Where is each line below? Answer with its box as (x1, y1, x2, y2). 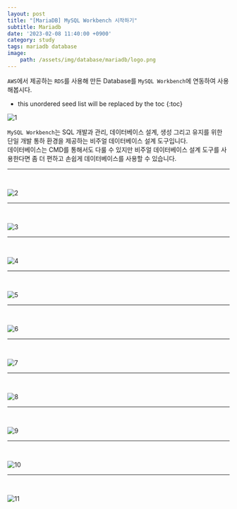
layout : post (7, 10, 46, 18)
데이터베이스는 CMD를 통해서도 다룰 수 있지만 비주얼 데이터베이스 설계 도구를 (7, 145, 220, 154)
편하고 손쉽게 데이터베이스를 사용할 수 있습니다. (47, 154, 177, 162)
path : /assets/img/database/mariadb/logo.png (20, 56, 157, 64)
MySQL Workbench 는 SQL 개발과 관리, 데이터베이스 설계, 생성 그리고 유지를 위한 (7, 128, 223, 136)
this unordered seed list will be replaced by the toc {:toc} (17, 100, 183, 108)
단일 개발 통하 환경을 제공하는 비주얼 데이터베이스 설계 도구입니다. (7, 136, 188, 145)
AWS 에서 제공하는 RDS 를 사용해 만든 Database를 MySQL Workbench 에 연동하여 (7, 76, 217, 85)
